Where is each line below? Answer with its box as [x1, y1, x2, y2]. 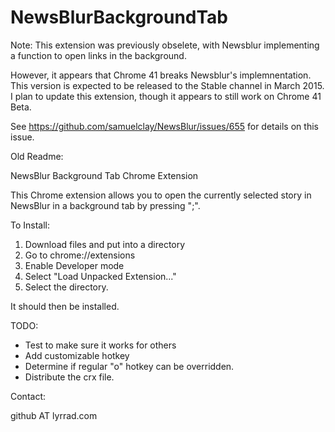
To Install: [10, 219, 51, 231]
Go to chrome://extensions [24, 249, 136, 261]
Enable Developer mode [24, 259, 125, 271]
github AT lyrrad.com [10, 409, 98, 421]
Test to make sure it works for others [24, 339, 177, 351]
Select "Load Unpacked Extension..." [24, 270, 177, 282]
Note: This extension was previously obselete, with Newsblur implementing [10, 39, 320, 51]
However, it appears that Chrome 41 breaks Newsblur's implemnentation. [10, 69, 312, 81]
